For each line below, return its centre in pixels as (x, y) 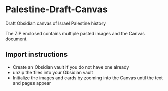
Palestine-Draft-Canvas (56, 9)
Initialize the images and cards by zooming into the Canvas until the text (88, 78)
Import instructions (37, 55)
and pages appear (32, 83)
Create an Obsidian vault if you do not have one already (71, 67)
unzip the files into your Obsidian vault (53, 72)
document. (16, 39)
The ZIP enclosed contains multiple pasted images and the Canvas (75, 33)
